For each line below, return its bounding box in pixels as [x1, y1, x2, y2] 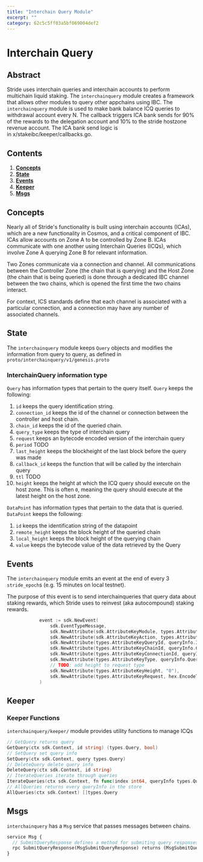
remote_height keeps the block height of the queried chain [15, 529, 161, 536]
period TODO [15, 441, 49, 448]
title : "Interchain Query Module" [7, 8, 94, 15]
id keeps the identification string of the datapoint [15, 522, 138, 529]
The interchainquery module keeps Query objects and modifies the [7, 344, 173, 351]
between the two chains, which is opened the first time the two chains [7, 280, 181, 287]
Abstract [7, 70, 41, 80]
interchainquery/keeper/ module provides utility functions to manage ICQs [7, 728, 193, 735]
